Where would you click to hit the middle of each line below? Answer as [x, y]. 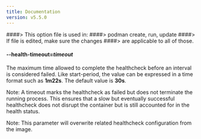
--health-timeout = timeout [40, 55]
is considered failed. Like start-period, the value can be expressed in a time [100, 74]
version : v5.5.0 [26, 17]
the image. [20, 129]
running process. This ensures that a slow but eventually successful [91, 98]
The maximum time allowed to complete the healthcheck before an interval [99, 68]
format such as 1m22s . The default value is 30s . [66, 80]
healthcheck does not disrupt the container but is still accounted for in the [98, 105]
